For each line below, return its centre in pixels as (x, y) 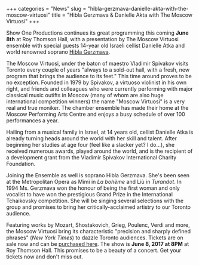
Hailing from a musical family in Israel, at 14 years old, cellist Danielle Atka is (100, 132)
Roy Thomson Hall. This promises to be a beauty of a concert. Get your (94, 250)
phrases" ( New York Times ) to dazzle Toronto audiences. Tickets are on (95, 238)
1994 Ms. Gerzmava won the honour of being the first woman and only (93, 188)
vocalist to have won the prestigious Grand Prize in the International (90, 194)
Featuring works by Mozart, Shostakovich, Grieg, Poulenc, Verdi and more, (98, 225)
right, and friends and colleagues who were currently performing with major (99, 89)
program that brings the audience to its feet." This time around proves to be (99, 76)
